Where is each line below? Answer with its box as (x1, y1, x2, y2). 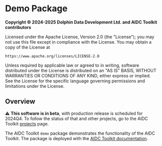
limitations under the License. (5, 83, 65, 89)
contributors (5, 24, 31, 30)
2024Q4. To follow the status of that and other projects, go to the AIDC (5, 116, 148, 122)
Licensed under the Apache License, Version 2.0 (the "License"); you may (5, 34, 155, 40)
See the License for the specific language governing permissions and (5, 78, 145, 84)
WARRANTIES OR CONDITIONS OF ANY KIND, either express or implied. (5, 73, 151, 78)
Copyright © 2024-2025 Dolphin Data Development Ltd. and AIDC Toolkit (5, 19, 158, 25)
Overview (5, 97, 36, 106)
